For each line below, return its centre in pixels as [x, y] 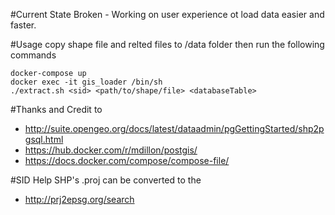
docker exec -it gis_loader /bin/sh [86, 82]
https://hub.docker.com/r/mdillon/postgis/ [111, 150]
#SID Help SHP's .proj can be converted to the [106, 180]
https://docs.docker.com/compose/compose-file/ [127, 160]
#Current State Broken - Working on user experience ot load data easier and [167, 14]
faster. [23, 25]
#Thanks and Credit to [56, 109]
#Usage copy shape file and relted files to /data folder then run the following [167, 44]
